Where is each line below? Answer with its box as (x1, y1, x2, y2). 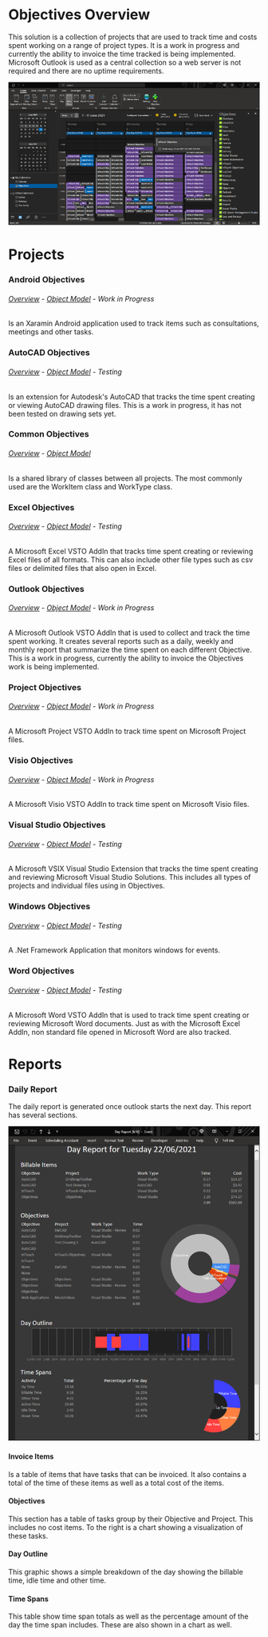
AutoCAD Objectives (8, 347, 90, 358)
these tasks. (8, 1531, 49, 1540)
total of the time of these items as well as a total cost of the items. (8, 1478, 225, 1487)
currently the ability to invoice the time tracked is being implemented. (8, 49, 236, 58)
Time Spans (8, 1594, 49, 1603)
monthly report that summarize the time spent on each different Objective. (8, 645, 253, 654)
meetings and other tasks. (8, 327, 94, 337)
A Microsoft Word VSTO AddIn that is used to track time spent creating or (8, 1010, 250, 1020)
